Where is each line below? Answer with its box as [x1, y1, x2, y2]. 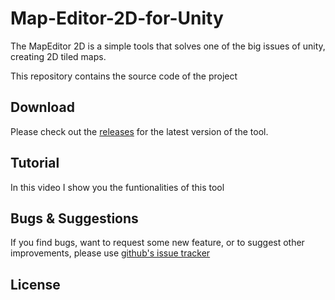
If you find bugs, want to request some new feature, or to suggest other [10, 237, 305, 249]
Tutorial [10, 155, 60, 172]
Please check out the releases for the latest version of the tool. [10, 125, 269, 137]
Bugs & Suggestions [10, 210, 139, 227]
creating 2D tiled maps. [10, 50, 107, 62]
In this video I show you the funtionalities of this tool [10, 181, 225, 193]
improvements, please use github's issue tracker [10, 247, 211, 259]
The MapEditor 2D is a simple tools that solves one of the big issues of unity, [10, 40, 326, 52]
